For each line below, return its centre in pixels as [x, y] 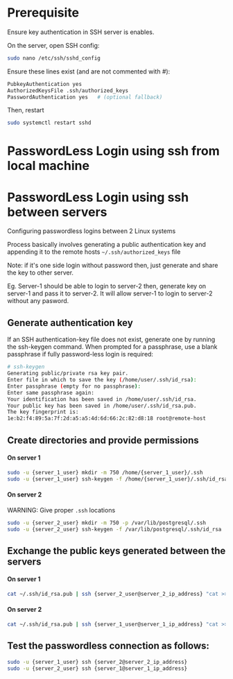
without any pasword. [38, 301]
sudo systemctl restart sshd [49, 123]
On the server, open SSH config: [53, 45]
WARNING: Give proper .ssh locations [61, 510]
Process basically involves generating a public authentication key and [107, 245]
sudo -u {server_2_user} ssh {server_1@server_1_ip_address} [97, 668]
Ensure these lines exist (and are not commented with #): [89, 71]
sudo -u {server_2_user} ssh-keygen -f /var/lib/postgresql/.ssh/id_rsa [114, 529]
